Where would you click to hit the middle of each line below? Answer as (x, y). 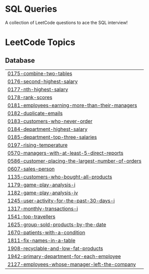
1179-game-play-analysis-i (42, 184)
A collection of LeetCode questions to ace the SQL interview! (66, 23)
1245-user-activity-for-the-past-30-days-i (61, 201)
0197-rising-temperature (38, 145)
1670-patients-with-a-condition (46, 232)
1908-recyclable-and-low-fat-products (55, 248)
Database (20, 60)
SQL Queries (31, 9)
